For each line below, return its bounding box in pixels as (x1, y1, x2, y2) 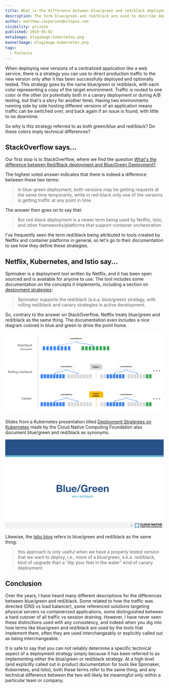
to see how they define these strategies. (5, 242, 89, 249)
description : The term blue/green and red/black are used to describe (5, 13, 156, 19)
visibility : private (5, 24, 49, 29)
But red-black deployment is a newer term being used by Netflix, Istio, (17, 217, 163, 223)
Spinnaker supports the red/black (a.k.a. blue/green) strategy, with (17, 296, 156, 302)
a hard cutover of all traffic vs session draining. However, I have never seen (5, 614, 161, 620)
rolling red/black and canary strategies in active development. (17, 302, 146, 308)
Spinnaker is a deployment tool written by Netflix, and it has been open (5, 271, 152, 277)
